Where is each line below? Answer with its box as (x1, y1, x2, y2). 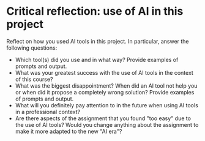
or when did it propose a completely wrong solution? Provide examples (15, 88, 195, 96)
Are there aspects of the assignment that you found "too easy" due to (15, 115, 192, 122)
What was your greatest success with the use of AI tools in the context (15, 69, 194, 76)
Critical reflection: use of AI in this (6, 4, 184, 18)
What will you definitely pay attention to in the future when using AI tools (15, 101, 199, 109)
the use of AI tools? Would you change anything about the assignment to (15, 121, 199, 128)
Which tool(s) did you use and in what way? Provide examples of (15, 56, 179, 63)
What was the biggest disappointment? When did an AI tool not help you (15, 82, 198, 90)
